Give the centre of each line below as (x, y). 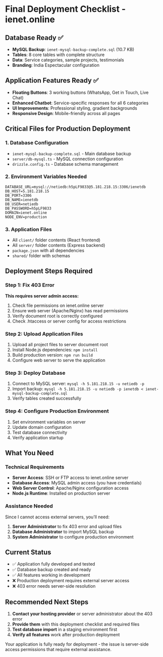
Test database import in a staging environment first (65, 629)
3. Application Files (28, 229)
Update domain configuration (42, 427)
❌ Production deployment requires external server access (71, 581)
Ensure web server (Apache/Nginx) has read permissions (70, 310)
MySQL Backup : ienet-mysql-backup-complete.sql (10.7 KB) (73, 49)
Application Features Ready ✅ (52, 80)
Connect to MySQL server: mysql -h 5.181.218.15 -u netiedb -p (78, 384)
